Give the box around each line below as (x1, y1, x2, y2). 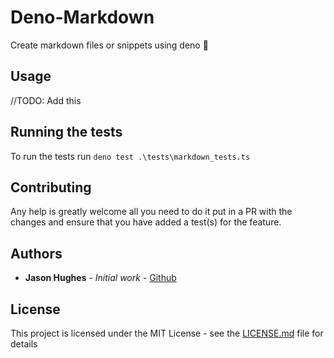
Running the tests (10, 124, 123, 141)
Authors (10, 245, 63, 262)
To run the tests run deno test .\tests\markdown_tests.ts (10, 150, 251, 162)
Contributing (10, 179, 92, 196)
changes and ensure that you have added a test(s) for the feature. (10, 216, 282, 228)
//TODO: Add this (10, 94, 82, 106)
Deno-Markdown (10, 6, 155, 29)
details (10, 338, 38, 350)
